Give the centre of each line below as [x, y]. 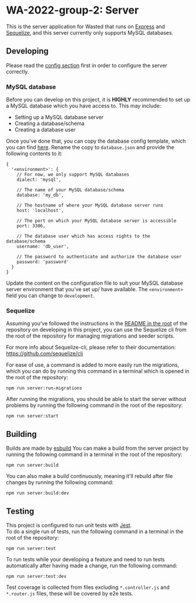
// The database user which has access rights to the [83, 236]
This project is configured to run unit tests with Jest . [69, 525]
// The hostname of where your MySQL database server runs [90, 206]
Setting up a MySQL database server [59, 117]
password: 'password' [43, 262]
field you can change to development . [50, 296]
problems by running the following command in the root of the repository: [94, 405]
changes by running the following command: [60, 483]
